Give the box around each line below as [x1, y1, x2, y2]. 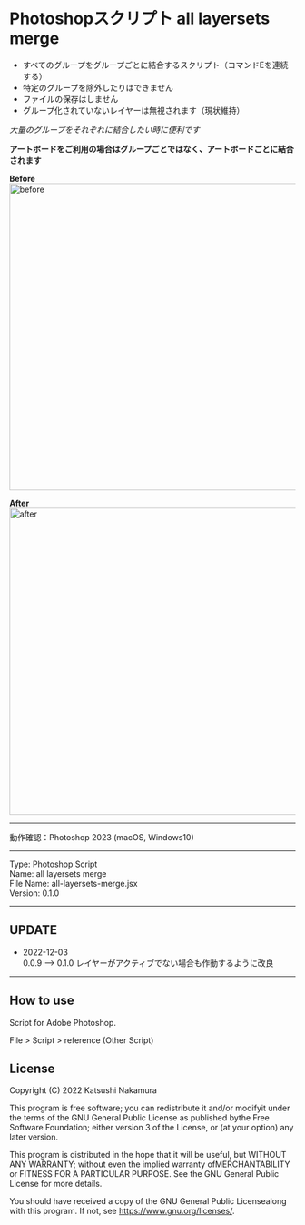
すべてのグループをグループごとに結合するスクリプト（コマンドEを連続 [22, 59, 289, 70]
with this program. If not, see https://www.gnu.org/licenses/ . [9, 1206, 235, 1217]
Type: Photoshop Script [9, 859, 98, 869]
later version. [9, 1131, 59, 1142]
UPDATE [9, 922, 57, 938]
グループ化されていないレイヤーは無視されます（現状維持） [22, 105, 245, 115]
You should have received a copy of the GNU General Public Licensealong [9, 1196, 287, 1207]
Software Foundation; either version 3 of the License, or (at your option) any [9, 1122, 294, 1133]
